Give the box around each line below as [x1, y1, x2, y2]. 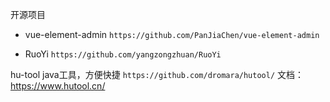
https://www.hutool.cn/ [10, 80, 106, 92]
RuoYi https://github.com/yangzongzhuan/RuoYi [24, 48, 222, 60]
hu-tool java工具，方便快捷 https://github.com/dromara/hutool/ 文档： [10, 69, 304, 80]
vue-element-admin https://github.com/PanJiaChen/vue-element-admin [24, 29, 320, 40]
